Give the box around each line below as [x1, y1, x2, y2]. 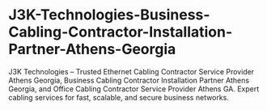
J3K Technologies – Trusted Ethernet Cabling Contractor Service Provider [8, 66, 255, 76]
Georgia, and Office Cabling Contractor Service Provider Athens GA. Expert [8, 83, 260, 94]
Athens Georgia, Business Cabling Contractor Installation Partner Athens [8, 75, 249, 85]
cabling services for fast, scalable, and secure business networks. [8, 92, 229, 102]
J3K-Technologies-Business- [8, 6, 210, 24]
